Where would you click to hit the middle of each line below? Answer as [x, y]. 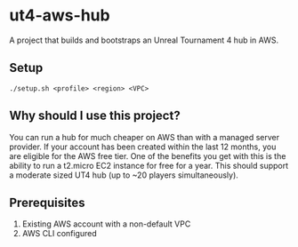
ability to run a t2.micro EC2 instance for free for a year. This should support [149, 165]
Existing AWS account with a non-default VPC [106, 224]
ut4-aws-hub [60, 16]
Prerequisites [47, 202]
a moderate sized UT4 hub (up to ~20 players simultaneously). [124, 175]
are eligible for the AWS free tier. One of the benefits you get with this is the [148, 155]
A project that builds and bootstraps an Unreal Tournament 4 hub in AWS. [144, 40]
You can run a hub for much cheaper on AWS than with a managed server [145, 137]
